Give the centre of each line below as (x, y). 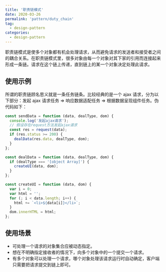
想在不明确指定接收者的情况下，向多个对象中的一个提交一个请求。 (79, 252)
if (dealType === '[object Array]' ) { (50, 162)
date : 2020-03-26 (23, 14)
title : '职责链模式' (24, 10)
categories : (17, 33)
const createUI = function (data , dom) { (48, 184)
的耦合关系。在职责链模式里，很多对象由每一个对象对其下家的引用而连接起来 (83, 58)
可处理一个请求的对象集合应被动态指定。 (53, 246)
